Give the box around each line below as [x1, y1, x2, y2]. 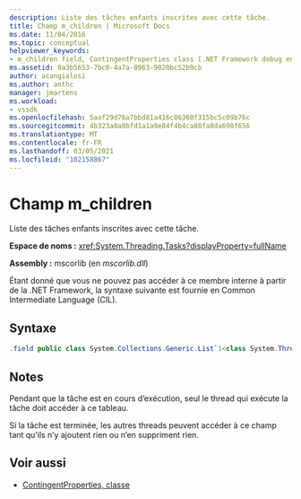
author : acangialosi [9, 72, 87, 81]
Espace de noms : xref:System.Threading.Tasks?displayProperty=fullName [9, 241, 287, 251]
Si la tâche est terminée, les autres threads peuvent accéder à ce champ [9, 419, 278, 431]
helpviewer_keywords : [9, 47, 90, 56]
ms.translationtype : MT [9, 130, 99, 139]
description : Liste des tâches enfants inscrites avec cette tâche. [9, 13, 271, 22]
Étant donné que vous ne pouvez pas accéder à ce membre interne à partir [9, 276, 287, 286]
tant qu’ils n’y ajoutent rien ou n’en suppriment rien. [9, 429, 200, 440]
